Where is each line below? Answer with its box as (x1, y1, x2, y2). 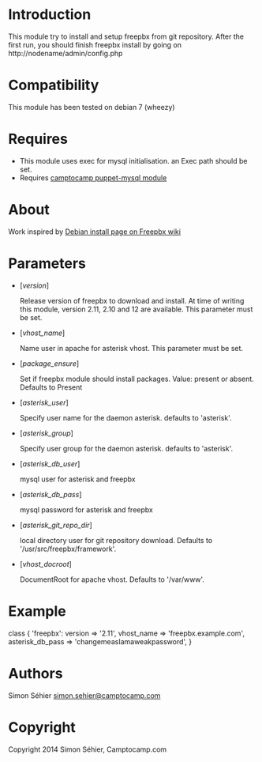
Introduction (8, 6, 92, 24)
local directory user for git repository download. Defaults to (19, 535, 213, 545)
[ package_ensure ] (19, 358, 80, 368)
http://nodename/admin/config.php (8, 48, 123, 58)
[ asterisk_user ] (19, 398, 69, 407)
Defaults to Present (19, 382, 83, 392)
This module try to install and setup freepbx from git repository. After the (8, 32, 245, 41)
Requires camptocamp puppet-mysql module (19, 172, 167, 183)
